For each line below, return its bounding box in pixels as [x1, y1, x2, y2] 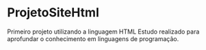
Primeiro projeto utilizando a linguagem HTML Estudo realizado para [7, 27, 200, 36]
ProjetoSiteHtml [7, 5, 99, 21]
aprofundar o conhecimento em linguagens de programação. [7, 34, 179, 42]
